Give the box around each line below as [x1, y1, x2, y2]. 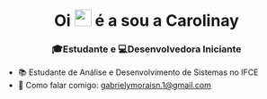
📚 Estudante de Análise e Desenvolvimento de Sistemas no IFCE [17, 67, 259, 78]
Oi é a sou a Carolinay [53, 11, 240, 31]
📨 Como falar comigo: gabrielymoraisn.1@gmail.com [17, 80, 211, 91]
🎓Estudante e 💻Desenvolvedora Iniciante [51, 43, 242, 55]
